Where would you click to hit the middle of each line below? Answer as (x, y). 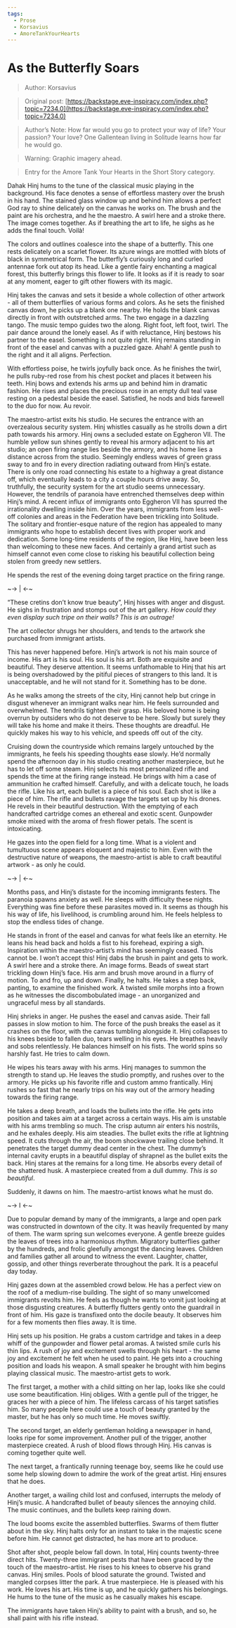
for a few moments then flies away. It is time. (72, 1322)
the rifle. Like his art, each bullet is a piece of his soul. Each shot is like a (112, 791)
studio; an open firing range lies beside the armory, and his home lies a (110, 449)
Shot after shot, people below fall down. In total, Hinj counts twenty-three (113, 1552)
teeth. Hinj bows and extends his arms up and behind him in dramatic (107, 383)
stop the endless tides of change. (55, 922)
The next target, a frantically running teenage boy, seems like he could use (115, 1466)
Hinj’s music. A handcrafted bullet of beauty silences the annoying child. (112, 1503)
